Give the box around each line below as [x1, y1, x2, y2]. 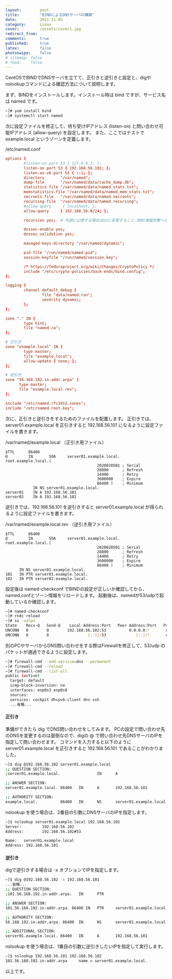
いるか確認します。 [18, 599, 59, 605]
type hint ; [24, 321, 47, 326]
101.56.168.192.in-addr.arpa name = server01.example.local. [5, 959, 147, 964]
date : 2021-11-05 [5, 17, 63, 22]
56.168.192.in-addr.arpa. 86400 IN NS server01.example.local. [5, 920, 168, 925]
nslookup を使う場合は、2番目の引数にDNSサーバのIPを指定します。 [5, 809, 149, 815]
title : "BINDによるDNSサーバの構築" [5, 12, 95, 17]
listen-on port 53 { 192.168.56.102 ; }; [24, 165, 111, 171]
